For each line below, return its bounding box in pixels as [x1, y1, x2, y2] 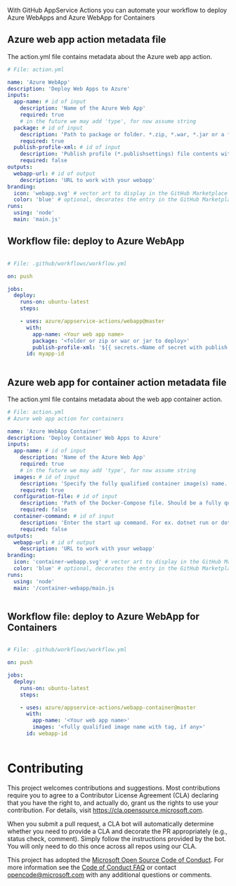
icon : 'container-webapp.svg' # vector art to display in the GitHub [13, 559, 221, 566]
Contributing [7, 760, 84, 776]
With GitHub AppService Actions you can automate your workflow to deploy [7, 6, 227, 14]
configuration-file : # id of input [13, 493, 118, 500]
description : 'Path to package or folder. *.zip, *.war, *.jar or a [20, 131, 225, 138]
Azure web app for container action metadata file [7, 376, 227, 389]
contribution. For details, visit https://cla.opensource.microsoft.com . [7, 806, 204, 814]
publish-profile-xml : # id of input [13, 144, 121, 151]
